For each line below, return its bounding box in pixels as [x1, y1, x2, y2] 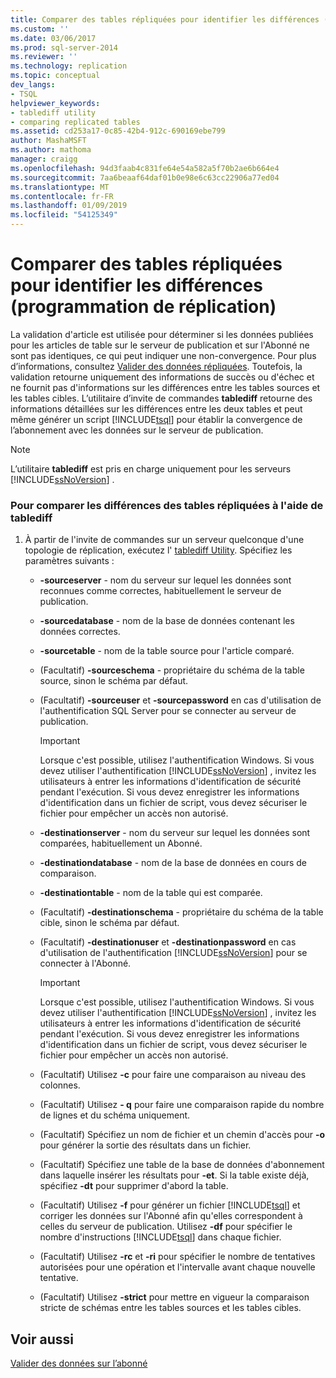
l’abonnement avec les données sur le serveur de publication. [10, 424, 264, 436]
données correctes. [39, 626, 121, 638]
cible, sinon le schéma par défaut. [39, 917, 180, 929]
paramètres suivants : [24, 555, 115, 567]
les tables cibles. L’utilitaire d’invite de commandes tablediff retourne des [10, 392, 313, 404]
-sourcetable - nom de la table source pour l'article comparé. [39, 645, 295, 657]
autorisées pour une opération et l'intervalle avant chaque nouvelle [39, 1261, 316, 1273]
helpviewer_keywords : [10, 98, 101, 108]
